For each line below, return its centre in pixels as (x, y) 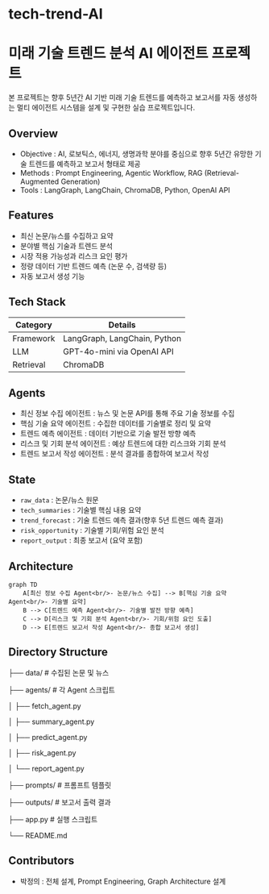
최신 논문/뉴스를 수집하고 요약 (67, 235)
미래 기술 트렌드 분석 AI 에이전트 (108, 54)
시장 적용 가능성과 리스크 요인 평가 (74, 256)
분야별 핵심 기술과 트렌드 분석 (66, 246)
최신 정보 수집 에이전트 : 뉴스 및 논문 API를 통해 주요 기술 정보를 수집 (127, 414)
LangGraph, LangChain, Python (122, 338)
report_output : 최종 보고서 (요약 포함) (81, 540)
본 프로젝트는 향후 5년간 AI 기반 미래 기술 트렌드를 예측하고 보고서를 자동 (122, 98)
